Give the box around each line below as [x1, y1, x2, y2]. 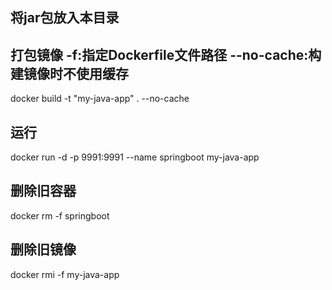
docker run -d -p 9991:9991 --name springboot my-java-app [10, 151, 260, 163]
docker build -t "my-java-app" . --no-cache [10, 93, 190, 105]
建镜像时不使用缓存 [10, 65, 129, 82]
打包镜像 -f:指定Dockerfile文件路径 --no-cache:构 [10, 46, 322, 63]
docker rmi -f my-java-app [10, 268, 120, 280]
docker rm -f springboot [10, 209, 110, 222]
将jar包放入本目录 [10, 9, 120, 27]
